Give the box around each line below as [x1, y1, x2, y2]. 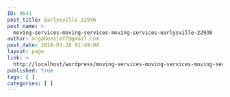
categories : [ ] [7, 80, 53, 87]
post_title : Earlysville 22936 [7, 16, 97, 23]
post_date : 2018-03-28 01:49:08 [7, 42, 99, 48]
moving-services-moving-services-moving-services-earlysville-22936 [13, 29, 213, 36]
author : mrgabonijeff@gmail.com [7, 36, 99, 42]
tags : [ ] [7, 73, 36, 81]
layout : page [7, 48, 44, 55]
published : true [7, 67, 53, 74]
